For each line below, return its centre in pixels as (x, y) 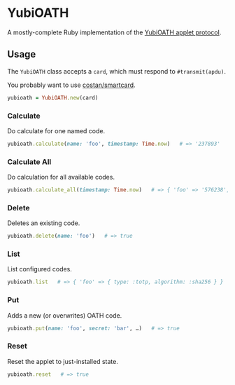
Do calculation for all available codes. (61, 177)
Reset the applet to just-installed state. (63, 361)
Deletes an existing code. (44, 223)
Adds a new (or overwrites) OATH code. (65, 315)
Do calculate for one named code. (56, 130)
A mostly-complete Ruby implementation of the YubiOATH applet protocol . (114, 32)
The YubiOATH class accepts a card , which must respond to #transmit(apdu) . (116, 71)
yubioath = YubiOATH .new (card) (53, 97)
